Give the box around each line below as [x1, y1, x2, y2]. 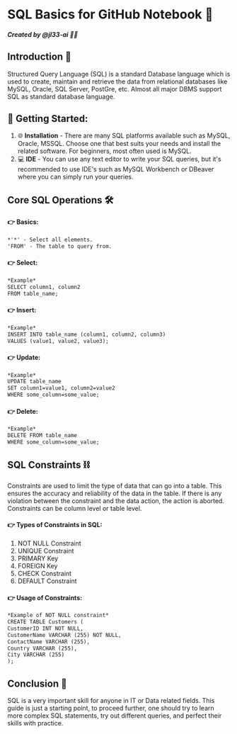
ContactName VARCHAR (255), [7, 638, 91, 645]
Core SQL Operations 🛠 [7, 194, 114, 206]
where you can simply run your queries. [17, 173, 134, 181]
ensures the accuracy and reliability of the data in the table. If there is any [7, 489, 222, 497]
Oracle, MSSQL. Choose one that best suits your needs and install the [17, 140, 221, 148]
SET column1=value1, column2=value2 [7, 385, 115, 392]
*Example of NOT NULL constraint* [7, 612, 110, 619]
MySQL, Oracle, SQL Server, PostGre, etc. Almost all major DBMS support [7, 84, 222, 93]
